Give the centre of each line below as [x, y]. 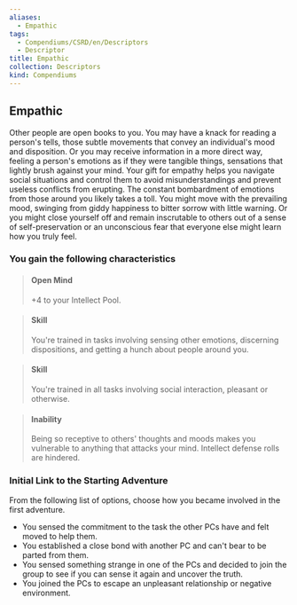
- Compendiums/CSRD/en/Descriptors [83, 42]
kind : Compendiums [43, 75]
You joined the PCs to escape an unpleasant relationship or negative [147, 583]
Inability [46, 419]
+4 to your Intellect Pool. [76, 300]
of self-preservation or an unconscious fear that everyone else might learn [145, 226]
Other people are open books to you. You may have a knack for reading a [143, 132]
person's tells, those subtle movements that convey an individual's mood [142, 142]
